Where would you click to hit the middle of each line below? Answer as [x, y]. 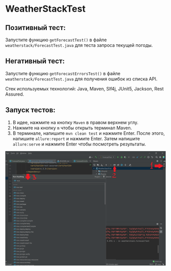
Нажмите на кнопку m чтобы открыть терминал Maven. [72, 128]
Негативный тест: [35, 61]
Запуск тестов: [31, 110]
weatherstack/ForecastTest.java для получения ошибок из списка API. [81, 79]
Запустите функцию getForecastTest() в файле [56, 40]
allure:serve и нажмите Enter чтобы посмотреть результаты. [79, 144]
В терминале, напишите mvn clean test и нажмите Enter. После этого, [89, 133]
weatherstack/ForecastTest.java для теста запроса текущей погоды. [79, 45]
